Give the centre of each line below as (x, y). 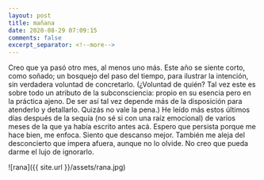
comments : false (35, 38)
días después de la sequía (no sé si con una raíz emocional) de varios (122, 118)
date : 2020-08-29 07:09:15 (53, 30)
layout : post (30, 15)
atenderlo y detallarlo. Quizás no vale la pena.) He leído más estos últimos (129, 110)
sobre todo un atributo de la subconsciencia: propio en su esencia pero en (130, 93)
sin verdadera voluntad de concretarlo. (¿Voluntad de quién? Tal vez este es (132, 85)
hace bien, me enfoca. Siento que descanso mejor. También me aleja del (127, 135)
